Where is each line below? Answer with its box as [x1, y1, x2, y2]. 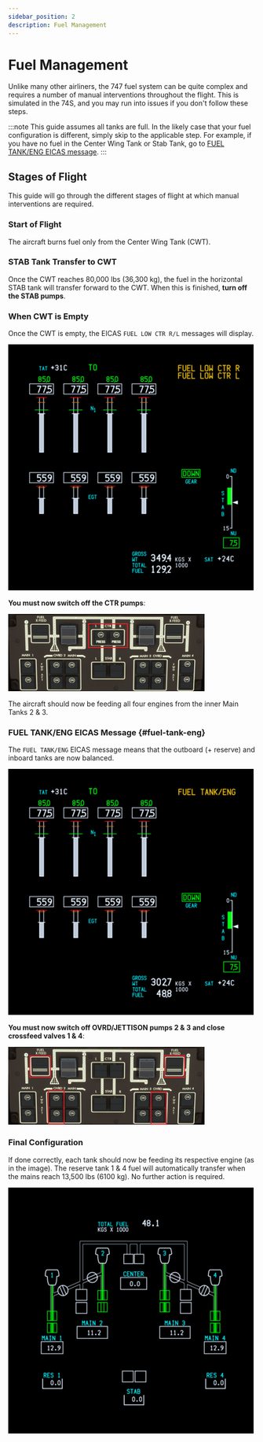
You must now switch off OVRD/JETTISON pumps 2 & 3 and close [8, 1023, 225, 1033]
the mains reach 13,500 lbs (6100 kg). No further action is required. [8, 1171, 225, 1181]
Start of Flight [8, 219, 62, 230]
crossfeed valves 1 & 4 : [8, 1031, 85, 1041]
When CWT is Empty [8, 311, 89, 322]
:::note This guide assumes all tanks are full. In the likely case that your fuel [8, 122, 251, 131]
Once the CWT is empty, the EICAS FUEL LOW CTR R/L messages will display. [8, 329, 254, 338]
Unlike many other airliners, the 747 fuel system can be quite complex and [8, 82, 248, 91]
